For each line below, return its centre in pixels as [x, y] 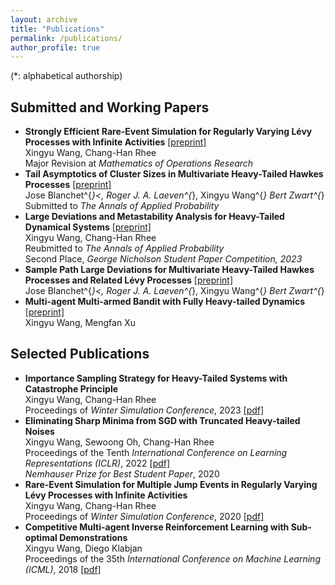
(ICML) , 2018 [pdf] [63, 569]
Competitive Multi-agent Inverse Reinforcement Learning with [157, 527]
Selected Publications [80, 354]
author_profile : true [55, 47]
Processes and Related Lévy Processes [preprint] [129, 280]
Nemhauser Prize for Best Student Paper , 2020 [122, 473]
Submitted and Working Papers [110, 107]
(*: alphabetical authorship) [66, 76]
